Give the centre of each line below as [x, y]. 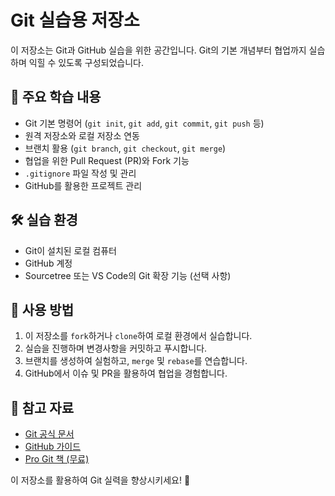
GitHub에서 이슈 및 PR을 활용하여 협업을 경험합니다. [126, 373]
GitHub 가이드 [53, 447]
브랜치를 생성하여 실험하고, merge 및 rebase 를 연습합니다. [136, 361]
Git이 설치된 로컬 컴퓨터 [70, 250]
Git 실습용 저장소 [75, 20]
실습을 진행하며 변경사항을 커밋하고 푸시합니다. [116, 348]
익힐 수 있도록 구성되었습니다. [86, 62]
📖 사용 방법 [42, 309]
